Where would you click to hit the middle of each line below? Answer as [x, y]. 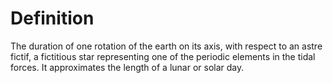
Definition [52, 18]
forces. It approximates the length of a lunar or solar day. [127, 67]
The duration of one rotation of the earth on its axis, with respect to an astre [166, 46]
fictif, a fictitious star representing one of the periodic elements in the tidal [163, 56]
